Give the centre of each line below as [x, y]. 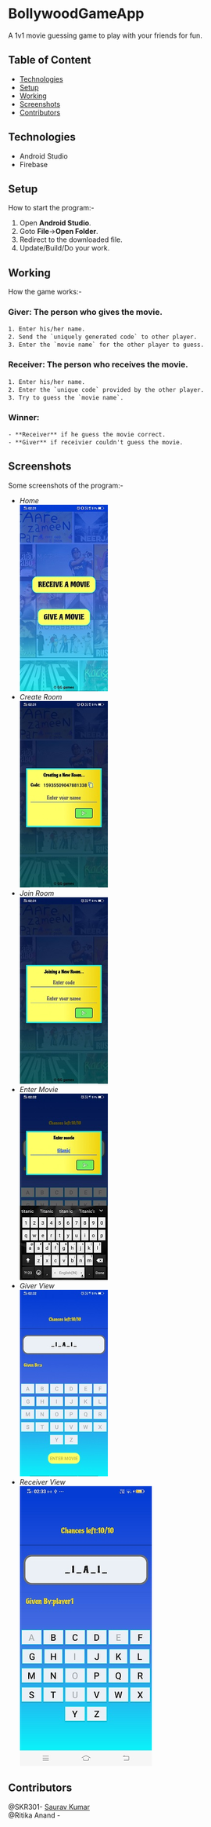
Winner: [24, 417]
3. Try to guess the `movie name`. [66, 397]
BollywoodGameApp [76, 14]
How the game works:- [45, 292]
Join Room [37, 893]
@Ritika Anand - [34, 1815]
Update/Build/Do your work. [64, 248]
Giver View [37, 1285]
